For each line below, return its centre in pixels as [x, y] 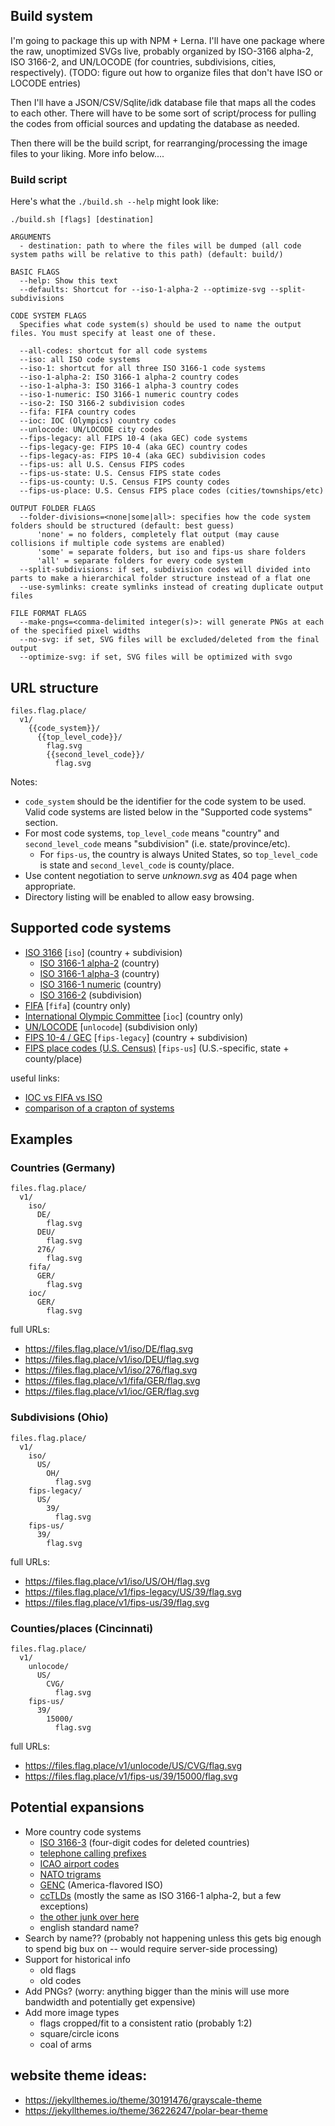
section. [41, 822]
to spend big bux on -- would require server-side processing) [151, 1948]
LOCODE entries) [46, 83]
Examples [41, 1139]
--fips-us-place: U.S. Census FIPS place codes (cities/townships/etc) [172, 491]
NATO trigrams [70, 1874]
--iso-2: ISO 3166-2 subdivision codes [102, 404]
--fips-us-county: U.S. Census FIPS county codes [124, 482]
